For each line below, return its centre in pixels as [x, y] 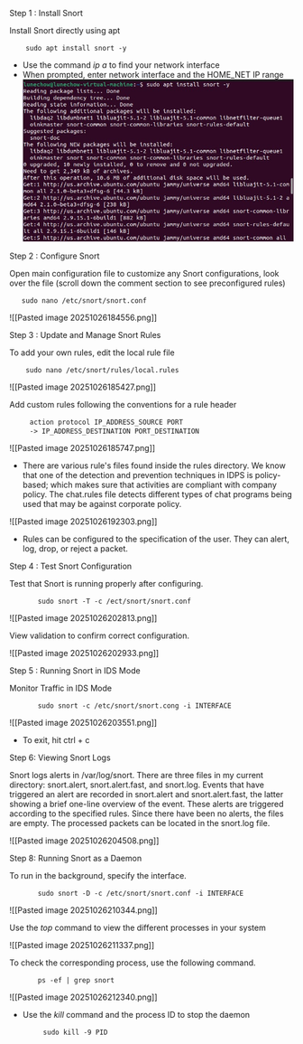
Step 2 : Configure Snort [55, 256]
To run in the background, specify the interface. [98, 876]
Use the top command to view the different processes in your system [138, 928]
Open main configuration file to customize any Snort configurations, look [144, 274]
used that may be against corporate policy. [102, 504]
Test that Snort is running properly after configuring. [106, 584]
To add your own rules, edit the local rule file [92, 353]
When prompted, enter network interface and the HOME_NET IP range [153, 75]
